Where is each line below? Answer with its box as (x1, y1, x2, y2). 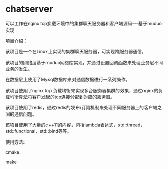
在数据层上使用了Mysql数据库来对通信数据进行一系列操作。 (5, 76, 130, 82)
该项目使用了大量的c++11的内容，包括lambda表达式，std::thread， (5, 122, 146, 128)
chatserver (5, 3, 53, 15)
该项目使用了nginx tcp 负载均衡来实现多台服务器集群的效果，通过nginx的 (5, 87, 159, 93)
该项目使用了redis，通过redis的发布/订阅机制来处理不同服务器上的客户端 (5, 104, 158, 110)
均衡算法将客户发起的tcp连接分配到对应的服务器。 (9, 94, 115, 100)
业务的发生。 (5, 66, 32, 72)
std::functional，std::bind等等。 (5, 128, 72, 134)
